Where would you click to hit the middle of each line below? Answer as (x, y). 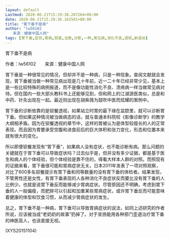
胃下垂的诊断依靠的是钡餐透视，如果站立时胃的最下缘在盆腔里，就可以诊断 (83, 110)
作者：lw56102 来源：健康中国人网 (45, 64)
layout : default (22, 10)
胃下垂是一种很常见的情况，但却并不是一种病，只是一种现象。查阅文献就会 (83, 74)
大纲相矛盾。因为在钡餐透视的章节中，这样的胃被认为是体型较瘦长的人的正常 (85, 123)
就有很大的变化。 (23, 136)
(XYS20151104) (21, 230)
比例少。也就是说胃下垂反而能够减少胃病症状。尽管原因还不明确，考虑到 (80, 184)
